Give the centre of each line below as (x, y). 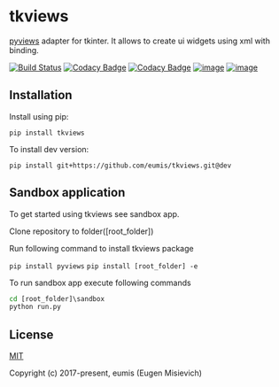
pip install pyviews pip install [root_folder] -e (104, 266)
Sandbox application (67, 193)
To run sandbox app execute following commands (101, 283)
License (31, 334)
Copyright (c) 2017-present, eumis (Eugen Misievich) (105, 373)
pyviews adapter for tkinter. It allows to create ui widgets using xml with (139, 41)
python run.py (35, 307)
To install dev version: (49, 149)
